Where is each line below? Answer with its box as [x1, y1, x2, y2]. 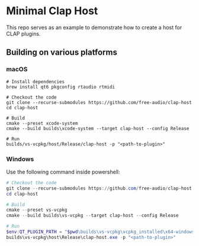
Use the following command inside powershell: [6, 168, 120, 175]
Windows [6, 154, 34, 163]
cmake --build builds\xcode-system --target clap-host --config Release [6, 125, 190, 131]
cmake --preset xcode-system [6, 120, 78, 126]
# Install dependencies [6, 78, 65, 84]
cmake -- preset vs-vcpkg [6, 207, 68, 213]
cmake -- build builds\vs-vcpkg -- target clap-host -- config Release [6, 213, 179, 219]
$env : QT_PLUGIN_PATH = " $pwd [6, 229, 78, 235]
